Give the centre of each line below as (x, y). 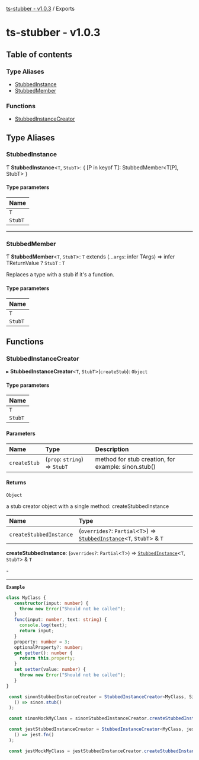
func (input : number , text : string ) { (61, 620)
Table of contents (39, 54)
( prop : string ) (65, 459)
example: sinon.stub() (125, 466)
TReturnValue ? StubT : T (36, 263)
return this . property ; (47, 658)
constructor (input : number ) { (51, 603)
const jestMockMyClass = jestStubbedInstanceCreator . (76, 751)
